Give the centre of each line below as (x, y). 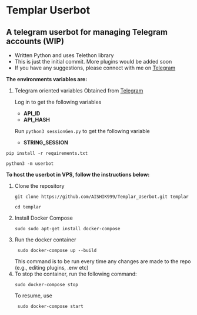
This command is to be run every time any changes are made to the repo (103, 261)
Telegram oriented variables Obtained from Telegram (79, 91)
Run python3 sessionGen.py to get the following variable (82, 131)
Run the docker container (45, 240)
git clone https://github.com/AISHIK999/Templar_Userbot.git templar (102, 197)
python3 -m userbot (30, 164)
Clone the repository (39, 186)
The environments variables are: (47, 79)
